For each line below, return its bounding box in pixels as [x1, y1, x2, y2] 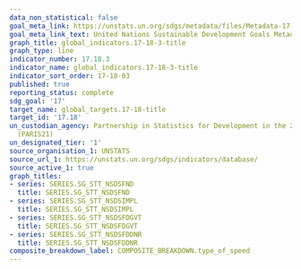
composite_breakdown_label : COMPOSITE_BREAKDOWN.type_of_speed [9, 247, 251, 256]
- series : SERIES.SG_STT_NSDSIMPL [9, 196, 139, 206]
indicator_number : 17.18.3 [9, 55, 110, 64]
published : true [9, 80, 70, 89]
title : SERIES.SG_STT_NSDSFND [17, 188, 130, 197]
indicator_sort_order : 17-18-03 [9, 72, 130, 81]
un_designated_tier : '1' [9, 138, 102, 147]
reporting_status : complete [9, 88, 115, 97]
